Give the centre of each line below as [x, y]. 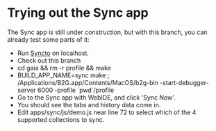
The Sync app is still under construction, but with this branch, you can [107, 32]
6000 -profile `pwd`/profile [76, 90]
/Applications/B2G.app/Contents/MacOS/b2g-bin [88, 82]
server [26, 90]
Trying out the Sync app [78, 13]
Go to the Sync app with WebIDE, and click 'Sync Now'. [96, 97]
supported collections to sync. [61, 119]
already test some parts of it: [48, 39]
